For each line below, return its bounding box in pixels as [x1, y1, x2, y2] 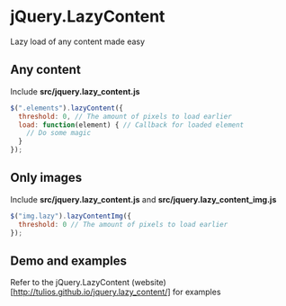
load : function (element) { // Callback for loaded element [18, 120, 245, 130]
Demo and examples [10, 253, 127, 268]
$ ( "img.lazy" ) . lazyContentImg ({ [10, 211, 131, 220]
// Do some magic [26, 129, 92, 138]
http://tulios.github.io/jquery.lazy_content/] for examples [13, 286, 221, 298]
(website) [130, 277, 167, 288]
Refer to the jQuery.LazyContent [10, 277, 130, 288]
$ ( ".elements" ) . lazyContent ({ [10, 103, 124, 112]
